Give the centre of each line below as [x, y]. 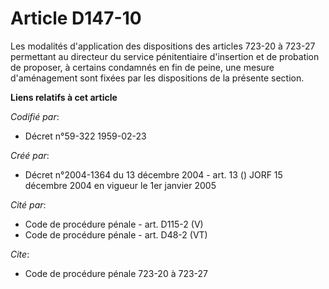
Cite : [20, 254]
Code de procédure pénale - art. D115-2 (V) [114, 224]
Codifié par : [35, 116]
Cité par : [28, 204]
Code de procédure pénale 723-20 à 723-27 [116, 273]
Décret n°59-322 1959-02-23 [85, 136]
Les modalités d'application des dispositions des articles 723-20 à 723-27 [163, 46]
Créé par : [30, 155]
